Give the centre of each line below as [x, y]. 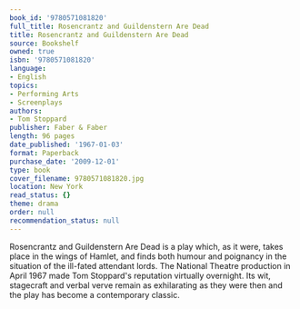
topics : [24, 85]
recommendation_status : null [65, 220]
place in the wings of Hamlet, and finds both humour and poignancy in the [148, 256]
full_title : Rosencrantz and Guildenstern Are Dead [109, 26]
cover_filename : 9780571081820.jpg [77, 178]
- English [28, 77]
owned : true [32, 52]
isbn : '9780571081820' [52, 60]
